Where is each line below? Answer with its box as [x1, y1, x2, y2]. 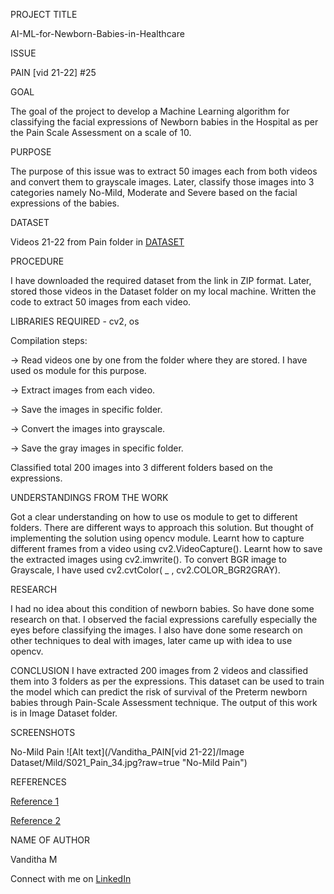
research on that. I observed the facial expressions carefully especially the [10, 614, 318, 625]
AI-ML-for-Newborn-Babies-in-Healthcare [10, 28, 185, 39]
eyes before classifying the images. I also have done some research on [10, 624, 303, 636]
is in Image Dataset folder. [10, 707, 118, 719]
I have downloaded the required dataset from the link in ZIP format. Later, [10, 275, 312, 286]
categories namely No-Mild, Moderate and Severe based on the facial [10, 187, 298, 198]
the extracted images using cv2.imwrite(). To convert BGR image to [10, 554, 287, 565]
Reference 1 [10, 795, 60, 807]
